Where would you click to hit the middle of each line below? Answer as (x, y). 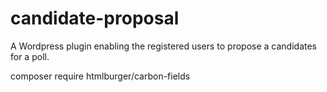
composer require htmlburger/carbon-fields (100, 76)
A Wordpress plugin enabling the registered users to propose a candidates (164, 46)
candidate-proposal (95, 18)
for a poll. (30, 56)
